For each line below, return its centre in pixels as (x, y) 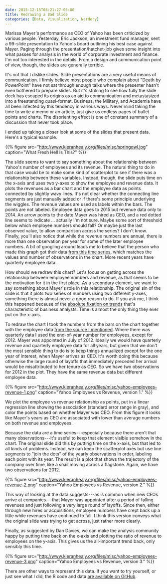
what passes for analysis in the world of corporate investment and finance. (82, 54)
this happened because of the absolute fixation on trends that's (70, 304)
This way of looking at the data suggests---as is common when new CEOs (82, 495)
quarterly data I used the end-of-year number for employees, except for (79, 335)
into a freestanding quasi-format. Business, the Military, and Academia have (83, 101)
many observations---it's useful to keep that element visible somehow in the (84, 438)
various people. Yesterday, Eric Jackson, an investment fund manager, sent (83, 38)
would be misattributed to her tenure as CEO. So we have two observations (82, 367)
